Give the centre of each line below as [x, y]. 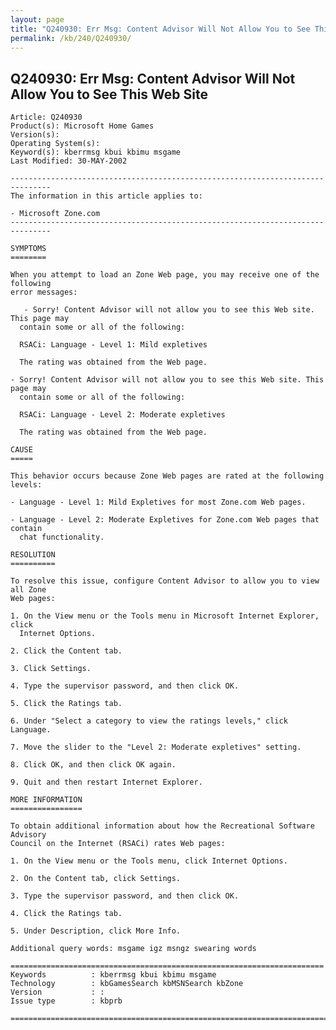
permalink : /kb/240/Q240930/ [71, 38]
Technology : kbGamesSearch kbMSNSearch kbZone [127, 984]
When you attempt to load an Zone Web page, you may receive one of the [165, 275]
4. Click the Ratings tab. [66, 914]
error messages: [44, 292]
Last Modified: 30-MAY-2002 [69, 161]
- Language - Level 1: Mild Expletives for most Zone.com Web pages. [158, 502]
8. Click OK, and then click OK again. [93, 765]
